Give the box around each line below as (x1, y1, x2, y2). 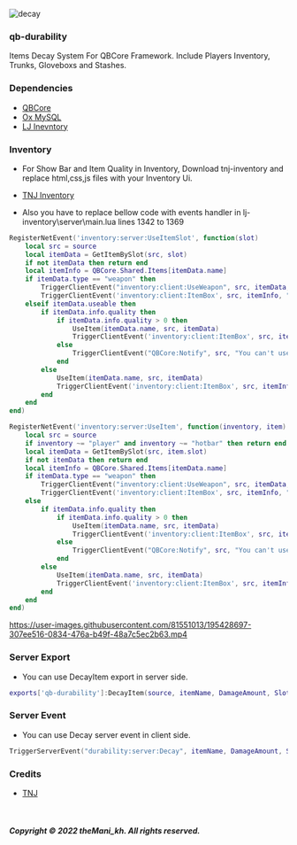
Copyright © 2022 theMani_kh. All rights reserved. (9, 825, 201, 836)
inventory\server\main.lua (21, 216, 117, 227)
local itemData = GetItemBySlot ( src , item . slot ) (25, 447, 208, 456)
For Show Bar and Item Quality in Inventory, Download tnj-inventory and (21, 163, 285, 174)
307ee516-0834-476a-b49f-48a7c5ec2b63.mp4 (9, 629, 188, 640)
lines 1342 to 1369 (118, 216, 184, 227)
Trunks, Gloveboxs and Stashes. (9, 60, 126, 71)
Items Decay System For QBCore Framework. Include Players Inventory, (9, 50, 271, 61)
